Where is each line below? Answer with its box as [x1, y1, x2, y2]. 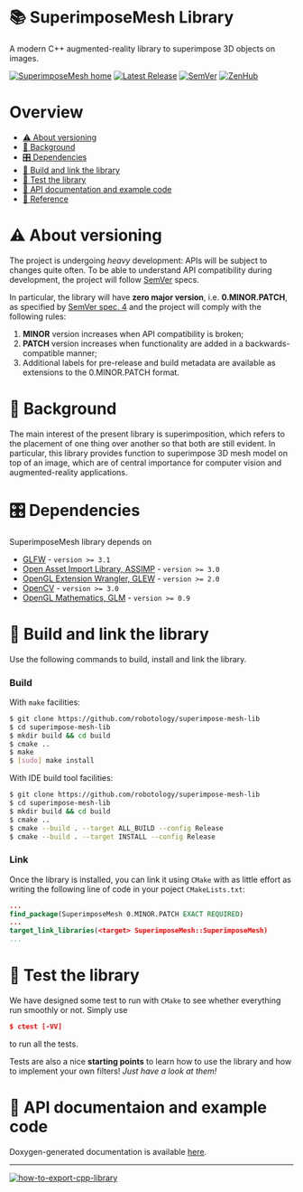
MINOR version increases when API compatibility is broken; [22, 328, 244, 339]
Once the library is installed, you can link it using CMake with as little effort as [9, 874, 291, 885]
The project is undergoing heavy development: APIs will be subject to [9, 255, 268, 266]
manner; [66, 347, 97, 358]
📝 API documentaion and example [9, 1097, 268, 1118]
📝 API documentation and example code [22, 183, 172, 194]
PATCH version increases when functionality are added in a [22, 338, 243, 349]
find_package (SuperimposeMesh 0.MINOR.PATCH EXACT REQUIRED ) [9, 909, 244, 918]
